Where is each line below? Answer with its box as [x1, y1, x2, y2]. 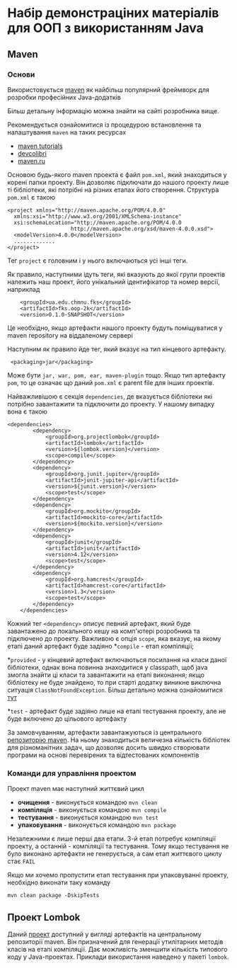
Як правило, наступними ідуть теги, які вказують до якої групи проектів [7, 270, 225, 278]
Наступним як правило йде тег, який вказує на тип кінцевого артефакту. [7, 345, 226, 353]
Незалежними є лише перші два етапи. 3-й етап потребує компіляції [7, 834, 216, 843]
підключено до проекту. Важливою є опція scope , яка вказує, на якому [7, 634, 221, 642]
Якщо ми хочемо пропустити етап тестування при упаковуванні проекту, [7, 871, 229, 879]
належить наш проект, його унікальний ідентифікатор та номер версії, [7, 278, 221, 286]
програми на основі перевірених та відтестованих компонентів [7, 751, 200, 759]
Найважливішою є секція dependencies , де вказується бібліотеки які [7, 392, 213, 401]
